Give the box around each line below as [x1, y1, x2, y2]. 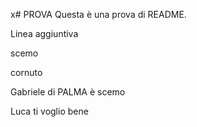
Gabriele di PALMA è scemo [10, 86, 126, 98]
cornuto [10, 67, 43, 78]
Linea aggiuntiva [10, 28, 79, 39]
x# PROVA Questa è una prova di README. [10, 9, 187, 20]
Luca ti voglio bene [10, 105, 89, 117]
